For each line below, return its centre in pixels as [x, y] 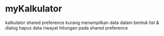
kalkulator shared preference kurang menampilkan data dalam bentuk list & [82, 22]
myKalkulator [34, 9]
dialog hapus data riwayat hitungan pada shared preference [67, 27]
